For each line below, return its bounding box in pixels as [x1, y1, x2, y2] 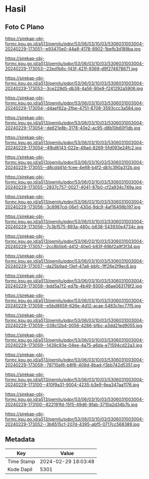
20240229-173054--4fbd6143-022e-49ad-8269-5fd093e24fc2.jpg [5, 145, 142, 150]
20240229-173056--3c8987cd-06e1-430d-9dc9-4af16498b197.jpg [5, 204, 141, 210]
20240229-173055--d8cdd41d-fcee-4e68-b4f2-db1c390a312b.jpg [5, 164, 140, 170]
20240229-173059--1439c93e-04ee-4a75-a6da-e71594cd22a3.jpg [5, 342, 143, 348]
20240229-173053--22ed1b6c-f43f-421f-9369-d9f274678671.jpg [5, 66, 138, 71]
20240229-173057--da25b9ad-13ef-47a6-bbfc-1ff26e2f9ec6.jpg [5, 264, 136, 269]
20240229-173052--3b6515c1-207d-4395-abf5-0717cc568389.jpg [5, 422, 140, 427]
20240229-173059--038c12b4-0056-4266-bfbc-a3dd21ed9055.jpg [5, 322, 143, 328]
